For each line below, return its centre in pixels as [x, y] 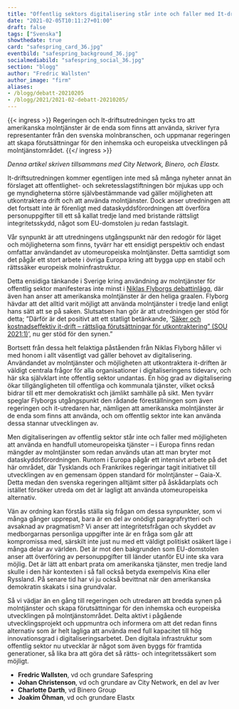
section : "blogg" [33, 67]
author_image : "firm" [39, 80]
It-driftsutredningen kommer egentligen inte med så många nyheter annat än [119, 178]
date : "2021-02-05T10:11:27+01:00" [60, 21]
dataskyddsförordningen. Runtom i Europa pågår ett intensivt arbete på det [117, 460]
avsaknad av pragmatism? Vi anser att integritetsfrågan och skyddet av [112, 526]
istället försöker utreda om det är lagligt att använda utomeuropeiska [108, 490]
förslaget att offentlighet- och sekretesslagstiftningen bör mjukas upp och [116, 185]
